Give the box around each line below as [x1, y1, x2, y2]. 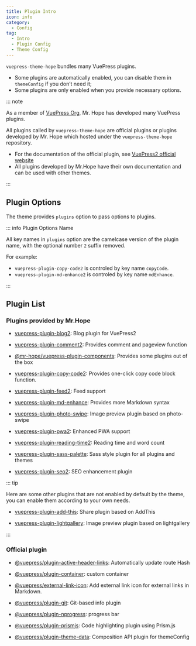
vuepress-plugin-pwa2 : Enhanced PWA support [14, 428, 130, 435]
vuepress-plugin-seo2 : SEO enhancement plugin [14, 468, 133, 475]
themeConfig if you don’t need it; [14, 80, 92, 87]
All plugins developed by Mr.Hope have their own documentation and [14, 163, 181, 170]
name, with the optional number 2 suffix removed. [6, 242, 126, 249]
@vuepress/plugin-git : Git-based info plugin [14, 599, 121, 606]
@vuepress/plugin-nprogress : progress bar [14, 610, 120, 617]
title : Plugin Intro [6, 8, 57, 15]
